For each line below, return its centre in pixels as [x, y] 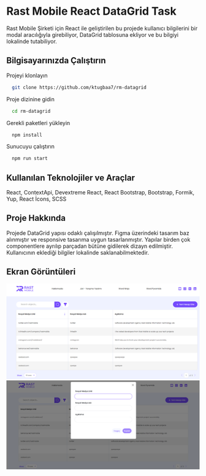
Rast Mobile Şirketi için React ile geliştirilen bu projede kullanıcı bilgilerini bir [102, 28]
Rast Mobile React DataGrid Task [91, 11]
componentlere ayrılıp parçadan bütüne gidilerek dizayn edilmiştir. [90, 246]
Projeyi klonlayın [27, 75]
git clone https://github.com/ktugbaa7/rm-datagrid [79, 87]
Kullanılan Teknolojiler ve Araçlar [71, 178]
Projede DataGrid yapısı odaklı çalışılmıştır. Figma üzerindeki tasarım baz [98, 233]
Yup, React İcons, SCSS [36, 199]
